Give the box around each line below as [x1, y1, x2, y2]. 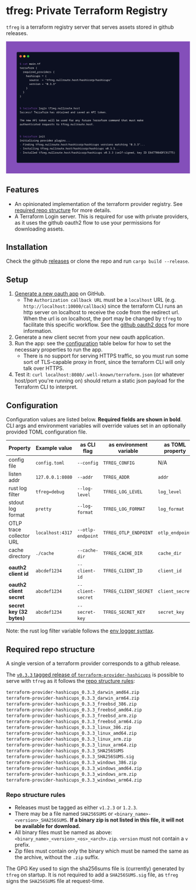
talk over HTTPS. [23, 365, 64, 372]
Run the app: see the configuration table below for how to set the [14, 340, 171, 347]
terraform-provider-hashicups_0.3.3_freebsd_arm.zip [6, 713, 137, 719]
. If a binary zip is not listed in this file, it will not [66, 816, 184, 823]
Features [6, 185, 39, 195]
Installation [6, 242, 48, 252]
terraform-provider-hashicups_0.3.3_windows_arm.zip [6, 771, 137, 778]
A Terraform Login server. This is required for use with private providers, [14, 212, 189, 220]
